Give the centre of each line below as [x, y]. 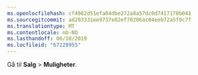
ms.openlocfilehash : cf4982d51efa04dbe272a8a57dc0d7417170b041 [99, 13]
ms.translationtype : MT [41, 26]
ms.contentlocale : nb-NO [42, 32]
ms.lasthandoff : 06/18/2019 [47, 39]
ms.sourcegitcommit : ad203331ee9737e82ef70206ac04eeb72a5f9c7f [99, 20]
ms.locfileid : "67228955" [44, 45]
